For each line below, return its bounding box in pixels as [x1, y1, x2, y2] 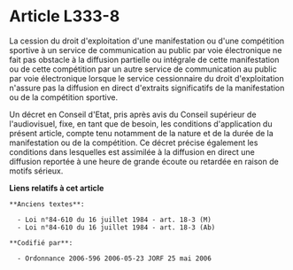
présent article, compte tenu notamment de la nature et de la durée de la [9, 127, 274, 138]
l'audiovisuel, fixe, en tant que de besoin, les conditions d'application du [9, 118, 273, 129]
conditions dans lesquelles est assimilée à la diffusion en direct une [9, 146, 255, 157]
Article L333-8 [9, 6, 120, 27]
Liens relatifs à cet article [9, 182, 104, 193]
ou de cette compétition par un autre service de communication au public [9, 64, 277, 74]
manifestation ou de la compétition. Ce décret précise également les [9, 137, 258, 148]
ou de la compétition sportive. [9, 91, 119, 103]
